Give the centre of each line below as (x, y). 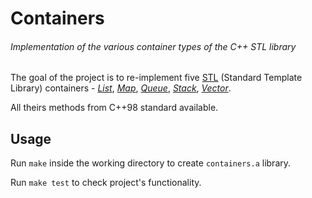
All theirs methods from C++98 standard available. (114, 108)
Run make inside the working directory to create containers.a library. (151, 163)
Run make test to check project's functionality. (106, 183)
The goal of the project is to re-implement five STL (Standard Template (156, 78)
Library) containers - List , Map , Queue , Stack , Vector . (121, 88)
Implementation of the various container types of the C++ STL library (153, 46)
